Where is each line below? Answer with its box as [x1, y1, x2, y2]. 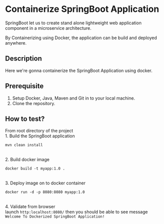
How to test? [5, 114, 45, 123]
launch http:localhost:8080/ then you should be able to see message [5, 209, 148, 215]
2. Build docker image [5, 157, 50, 163]
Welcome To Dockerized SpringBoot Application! [5, 214, 105, 219]
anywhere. [5, 40, 27, 46]
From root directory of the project [5, 128, 73, 134]
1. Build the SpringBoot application [5, 133, 75, 139]
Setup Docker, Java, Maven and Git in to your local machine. [12, 95, 135, 101]
